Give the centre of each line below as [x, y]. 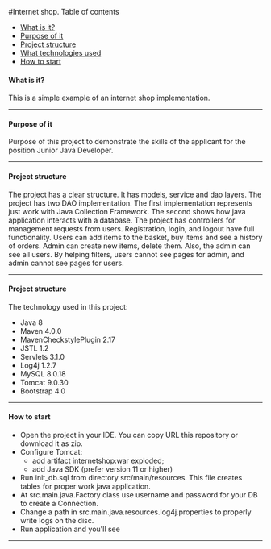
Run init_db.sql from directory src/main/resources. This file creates [131, 478]
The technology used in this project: [68, 306]
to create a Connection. [59, 504]
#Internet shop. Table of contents [64, 12]
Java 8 [31, 322]
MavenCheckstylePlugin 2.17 [67, 339]
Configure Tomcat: [51, 452]
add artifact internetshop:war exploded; [98, 461]
